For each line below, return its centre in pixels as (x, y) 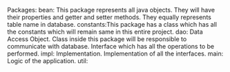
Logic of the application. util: (48, 61)
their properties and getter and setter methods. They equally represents (109, 17)
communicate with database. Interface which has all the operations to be (111, 46)
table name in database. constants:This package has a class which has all (112, 24)
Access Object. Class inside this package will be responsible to (97, 39)
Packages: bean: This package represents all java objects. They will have (111, 10)
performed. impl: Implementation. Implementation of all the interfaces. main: (115, 53)
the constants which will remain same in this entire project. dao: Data (105, 32)
